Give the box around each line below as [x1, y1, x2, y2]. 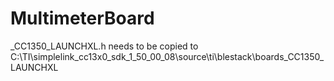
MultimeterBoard [10, 7, 155, 30]
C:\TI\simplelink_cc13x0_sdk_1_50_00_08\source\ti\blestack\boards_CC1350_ [10, 50, 325, 62]
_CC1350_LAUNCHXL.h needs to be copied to [10, 40, 199, 52]
